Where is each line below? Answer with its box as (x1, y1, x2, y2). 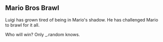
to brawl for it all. (5, 22, 40, 28)
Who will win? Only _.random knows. (5, 31, 81, 37)
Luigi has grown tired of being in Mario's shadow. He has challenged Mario (5, 17, 159, 22)
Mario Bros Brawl (5, 4, 60, 12)
